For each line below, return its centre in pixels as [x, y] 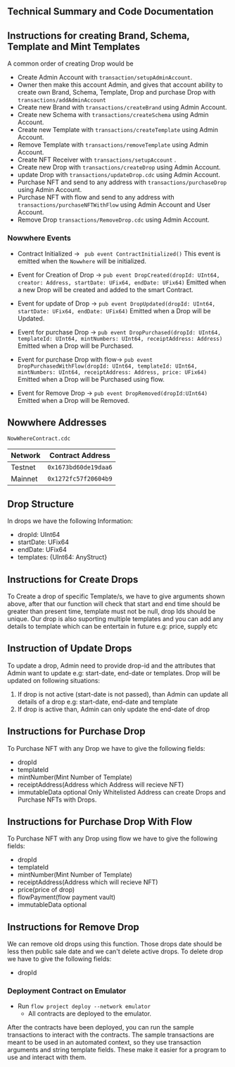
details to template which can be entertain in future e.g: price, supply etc [113, 626]
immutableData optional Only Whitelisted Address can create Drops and [122, 792]
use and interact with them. [47, 1057]
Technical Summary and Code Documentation [110, 12]
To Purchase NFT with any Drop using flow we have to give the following [113, 838]
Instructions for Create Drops [73, 579]
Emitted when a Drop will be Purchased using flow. [91, 379]
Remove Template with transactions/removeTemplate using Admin [113, 145]
